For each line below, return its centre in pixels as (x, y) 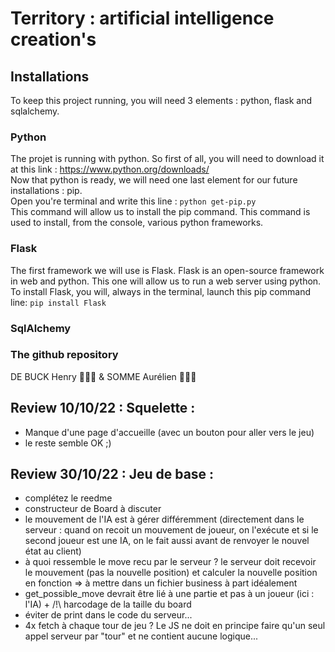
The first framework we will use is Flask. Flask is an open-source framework (167, 270)
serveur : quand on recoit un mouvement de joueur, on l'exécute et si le (171, 530)
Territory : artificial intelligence (142, 18)
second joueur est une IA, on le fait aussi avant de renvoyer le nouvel (167, 541)
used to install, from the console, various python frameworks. (137, 223)
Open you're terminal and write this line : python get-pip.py (133, 201)
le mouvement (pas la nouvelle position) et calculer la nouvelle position (171, 573)
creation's (53, 39)
